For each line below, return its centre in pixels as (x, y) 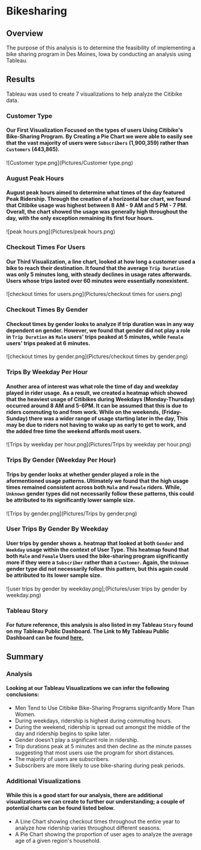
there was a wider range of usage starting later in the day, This (108, 418)
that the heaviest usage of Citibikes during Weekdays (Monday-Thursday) (100, 399)
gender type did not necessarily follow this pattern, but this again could (97, 569)
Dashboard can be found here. (45, 638)
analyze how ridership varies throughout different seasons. (88, 828)
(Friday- (171, 412)
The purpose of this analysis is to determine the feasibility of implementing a (101, 48)
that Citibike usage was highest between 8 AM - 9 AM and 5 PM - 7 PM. (97, 205)
